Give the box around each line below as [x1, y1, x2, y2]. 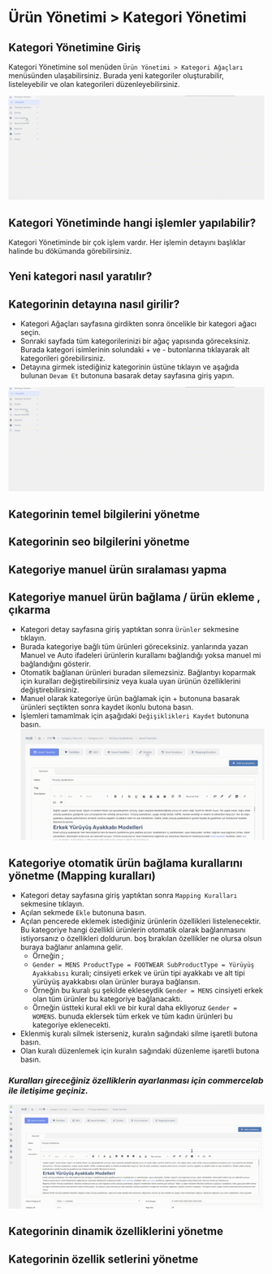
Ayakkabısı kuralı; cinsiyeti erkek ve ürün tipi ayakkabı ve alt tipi [32, 968, 245, 978]
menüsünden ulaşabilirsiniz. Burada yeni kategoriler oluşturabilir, [8, 71, 225, 81]
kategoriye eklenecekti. [32, 1020, 111, 1030]
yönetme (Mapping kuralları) [8, 869, 156, 883]
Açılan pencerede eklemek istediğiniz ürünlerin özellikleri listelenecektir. [19, 916, 261, 927]
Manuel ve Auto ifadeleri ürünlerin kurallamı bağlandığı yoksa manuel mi [19, 651, 261, 661]
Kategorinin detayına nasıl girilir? [8, 297, 180, 311]
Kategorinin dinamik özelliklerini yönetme [8, 1224, 223, 1238]
